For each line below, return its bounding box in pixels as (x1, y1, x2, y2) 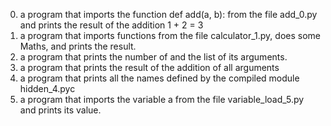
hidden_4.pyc (19, 83, 76, 94)
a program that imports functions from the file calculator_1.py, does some (19, 30, 321, 41)
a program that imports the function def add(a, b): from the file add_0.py (19, 9, 318, 20)
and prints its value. (19, 104, 102, 116)
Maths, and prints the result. (19, 40, 137, 52)
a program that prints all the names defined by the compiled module (19, 72, 300, 84)
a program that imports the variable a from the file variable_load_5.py (19, 94, 305, 105)
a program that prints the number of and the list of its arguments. (19, 51, 288, 63)
